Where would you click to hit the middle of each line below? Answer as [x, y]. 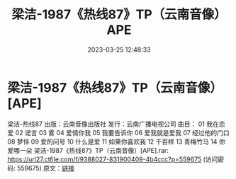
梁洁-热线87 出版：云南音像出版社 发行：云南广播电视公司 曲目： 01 [106, 124]
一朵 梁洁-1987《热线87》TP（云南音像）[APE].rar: [94, 150]
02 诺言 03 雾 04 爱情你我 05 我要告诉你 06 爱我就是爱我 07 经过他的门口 [123, 132]
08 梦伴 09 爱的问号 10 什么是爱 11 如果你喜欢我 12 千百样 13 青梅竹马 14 [112, 142]
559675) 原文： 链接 [46, 168]
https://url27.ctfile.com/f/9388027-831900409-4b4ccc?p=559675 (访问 [113, 159]
